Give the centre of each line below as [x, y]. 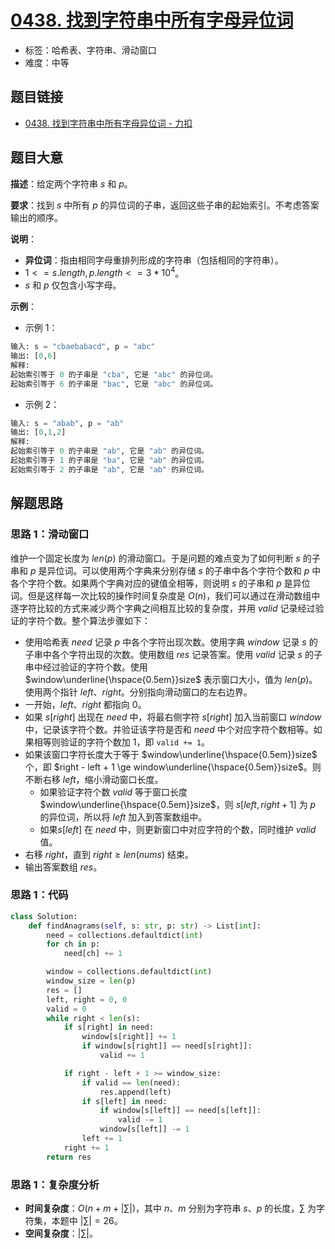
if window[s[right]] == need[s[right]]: [167, 1046]
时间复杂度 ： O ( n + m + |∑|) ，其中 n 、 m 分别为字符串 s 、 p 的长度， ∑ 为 [170, 1208]
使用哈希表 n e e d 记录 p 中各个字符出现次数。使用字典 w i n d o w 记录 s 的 [171, 642]
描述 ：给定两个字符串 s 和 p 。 [71, 183]
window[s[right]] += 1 [129, 1037]
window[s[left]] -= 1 [144, 1129]
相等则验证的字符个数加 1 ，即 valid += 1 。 [121, 742]
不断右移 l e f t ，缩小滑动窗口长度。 [94, 779]
